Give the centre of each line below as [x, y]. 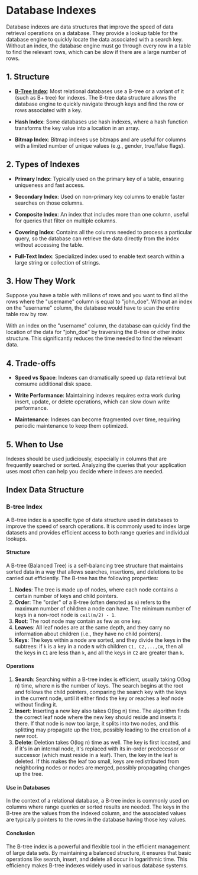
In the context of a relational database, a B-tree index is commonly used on [98, 801]
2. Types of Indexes [43, 165]
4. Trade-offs [31, 363]
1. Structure [28, 77]
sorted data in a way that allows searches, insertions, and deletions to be [95, 572]
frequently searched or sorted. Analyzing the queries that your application [96, 465]
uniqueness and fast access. [50, 185]
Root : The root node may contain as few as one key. [78, 621]
